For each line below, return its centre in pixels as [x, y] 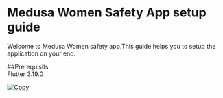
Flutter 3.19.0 [25, 74]
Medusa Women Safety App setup [107, 13]
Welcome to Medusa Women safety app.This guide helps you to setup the [111, 46]
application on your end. [42, 53]
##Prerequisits [28, 66]
